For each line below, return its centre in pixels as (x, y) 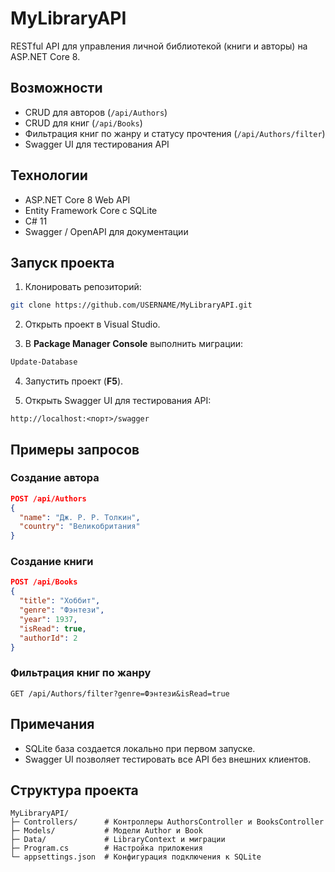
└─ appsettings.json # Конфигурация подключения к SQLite (136, 857)
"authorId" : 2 (48, 638)
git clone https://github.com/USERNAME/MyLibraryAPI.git (131, 305)
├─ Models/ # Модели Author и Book (106, 831)
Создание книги (52, 562)
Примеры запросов (75, 449)
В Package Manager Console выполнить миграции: (134, 344)
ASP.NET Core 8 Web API (77, 199)
